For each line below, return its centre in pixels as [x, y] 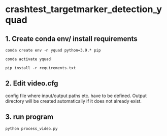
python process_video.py [31, 128]
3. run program [29, 117]
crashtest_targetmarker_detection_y [84, 9]
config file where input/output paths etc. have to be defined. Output [76, 96]
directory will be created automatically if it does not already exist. [74, 101]
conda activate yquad [28, 59]
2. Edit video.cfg [32, 84]
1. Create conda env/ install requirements [72, 39]
